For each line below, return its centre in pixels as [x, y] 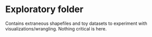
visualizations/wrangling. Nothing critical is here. [56, 28]
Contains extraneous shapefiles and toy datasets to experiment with [77, 23]
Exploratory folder [44, 9]
